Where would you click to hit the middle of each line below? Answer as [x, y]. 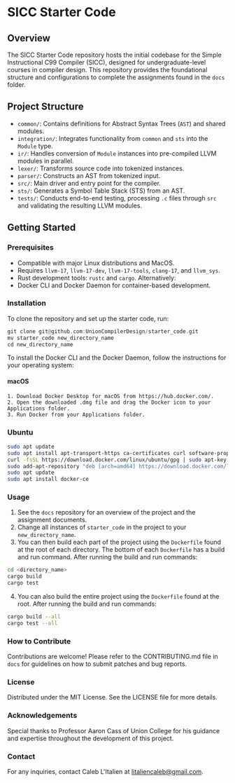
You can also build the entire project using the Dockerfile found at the [118, 597]
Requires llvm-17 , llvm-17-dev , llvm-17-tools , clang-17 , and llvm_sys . [119, 270]
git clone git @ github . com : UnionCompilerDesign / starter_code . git [103, 331]
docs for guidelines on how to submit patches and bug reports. [97, 664]
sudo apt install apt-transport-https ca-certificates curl [97, 453]
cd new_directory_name [40, 344]
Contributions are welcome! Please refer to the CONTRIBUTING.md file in [113, 657]
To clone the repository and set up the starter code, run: [88, 318]
